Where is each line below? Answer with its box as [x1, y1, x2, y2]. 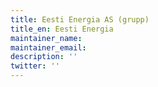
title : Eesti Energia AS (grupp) [10, 14, 150, 25]
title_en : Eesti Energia [10, 24, 114, 34]
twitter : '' [10, 61, 60, 71]
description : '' [10, 52, 78, 62]
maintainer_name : [10, 33, 83, 43]
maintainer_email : [10, 42, 87, 53]
